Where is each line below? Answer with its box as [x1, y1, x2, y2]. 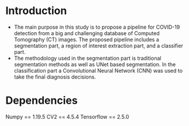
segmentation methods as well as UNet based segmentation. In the [13, 60, 176, 68]
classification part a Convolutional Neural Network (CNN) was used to [13, 67, 183, 74]
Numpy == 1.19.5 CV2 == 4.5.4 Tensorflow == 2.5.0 [5, 113, 129, 120]
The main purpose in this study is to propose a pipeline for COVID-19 [13, 23, 180, 30]
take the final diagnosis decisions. [13, 73, 96, 80]
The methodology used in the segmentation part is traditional [13, 55, 161, 62]
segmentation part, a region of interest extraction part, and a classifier [13, 42, 184, 49]
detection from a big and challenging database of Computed [13, 29, 160, 36]
